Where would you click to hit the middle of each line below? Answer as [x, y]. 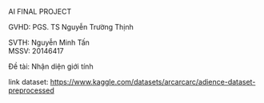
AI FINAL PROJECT [40, 12]
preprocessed [31, 90]
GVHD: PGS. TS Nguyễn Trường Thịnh [71, 27]
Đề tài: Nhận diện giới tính [51, 66]
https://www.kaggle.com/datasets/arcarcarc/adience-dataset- [153, 82]
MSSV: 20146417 [36, 51]
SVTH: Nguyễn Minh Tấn [49, 42]
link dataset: [28, 82]
